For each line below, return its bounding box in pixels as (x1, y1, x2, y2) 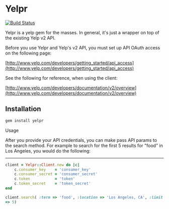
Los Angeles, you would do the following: (5, 147, 91, 154)
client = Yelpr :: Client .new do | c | (5, 162, 80, 167)
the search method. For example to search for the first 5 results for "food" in (5, 142, 163, 148)
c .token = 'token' (14, 176, 75, 182)
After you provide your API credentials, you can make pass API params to (5, 137, 157, 143)
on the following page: (5, 50, 52, 56)
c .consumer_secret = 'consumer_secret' (14, 172, 98, 177)
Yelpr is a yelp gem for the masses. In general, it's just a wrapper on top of (5, 29, 159, 35)
